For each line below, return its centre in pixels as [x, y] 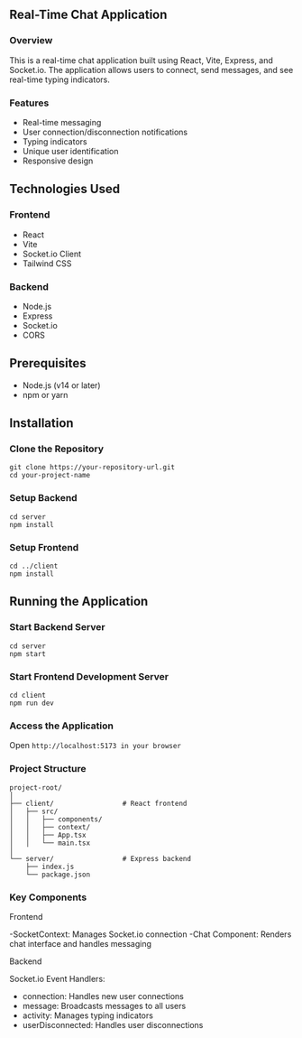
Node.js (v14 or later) [61, 385]
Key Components [48, 897]
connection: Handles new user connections [103, 996]
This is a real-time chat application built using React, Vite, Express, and [141, 60]
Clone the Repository [57, 449]
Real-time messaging [62, 122]
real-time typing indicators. [59, 79]
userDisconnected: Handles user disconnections [113, 1024]
